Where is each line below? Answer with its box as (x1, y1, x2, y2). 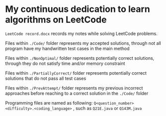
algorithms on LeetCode (5, 14, 107, 25)
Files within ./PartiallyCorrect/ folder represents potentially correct (5, 70, 147, 76)
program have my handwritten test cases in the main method (5, 45, 130, 51)
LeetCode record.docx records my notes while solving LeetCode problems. (5, 30, 158, 36)
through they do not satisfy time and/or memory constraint (5, 60, 125, 66)
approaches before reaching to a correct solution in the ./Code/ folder (5, 90, 149, 96)
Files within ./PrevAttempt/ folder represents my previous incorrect (5, 85, 143, 91)
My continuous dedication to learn (5, 3, 150, 15)
